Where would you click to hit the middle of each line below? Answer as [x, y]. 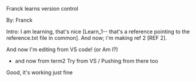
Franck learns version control [42, 9]
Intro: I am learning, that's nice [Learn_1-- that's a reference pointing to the [98, 31]
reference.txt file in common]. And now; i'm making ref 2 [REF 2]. [87, 38]
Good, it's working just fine [40, 72]
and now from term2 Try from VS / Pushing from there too [87, 61]
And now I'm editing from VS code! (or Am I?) [62, 49]
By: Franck [19, 20]
